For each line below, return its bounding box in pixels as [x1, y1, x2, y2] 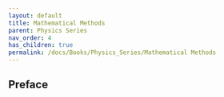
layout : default [8, 11, 62, 20]
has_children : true [8, 41, 74, 49]
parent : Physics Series [8, 26, 88, 34]
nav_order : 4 [8, 33, 52, 42]
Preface [8, 78, 49, 91]
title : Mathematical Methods [8, 19, 106, 27]
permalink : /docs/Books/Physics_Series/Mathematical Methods [8, 48, 217, 56]
